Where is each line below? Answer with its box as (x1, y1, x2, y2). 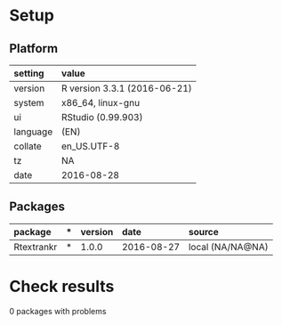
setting (13, 68, 44, 79)
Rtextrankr (13, 240, 58, 253)
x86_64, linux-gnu (60, 97, 141, 109)
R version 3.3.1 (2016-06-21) (60, 82, 193, 94)
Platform (9, 41, 59, 56)
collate (13, 140, 42, 152)
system (13, 97, 44, 109)
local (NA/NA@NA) (188, 240, 269, 253)
